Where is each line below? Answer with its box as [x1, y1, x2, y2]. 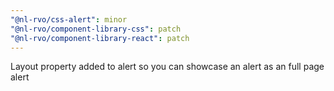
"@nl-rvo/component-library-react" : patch [10, 33, 190, 43]
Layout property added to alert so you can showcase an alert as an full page [10, 61, 325, 73]
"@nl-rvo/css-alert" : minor [10, 14, 128, 25]
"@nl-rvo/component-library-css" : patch [10, 24, 182, 34]
